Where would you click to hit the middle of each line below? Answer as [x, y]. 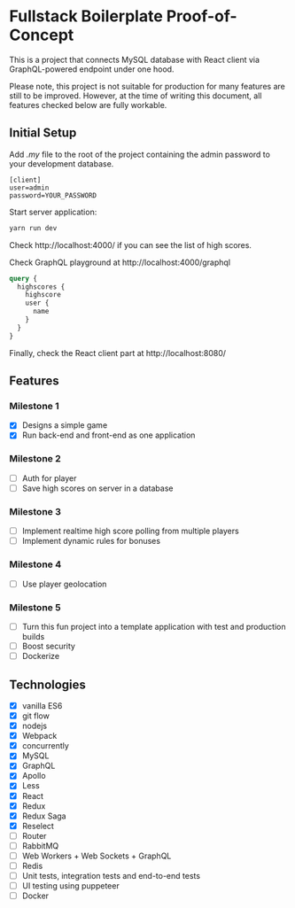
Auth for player [49, 478]
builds [33, 636]
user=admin [29, 188]
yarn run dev [33, 228]
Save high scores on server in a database [97, 488]
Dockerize [41, 656]
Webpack [39, 736]
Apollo [34, 776]
